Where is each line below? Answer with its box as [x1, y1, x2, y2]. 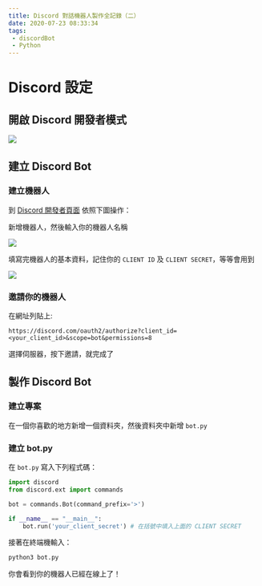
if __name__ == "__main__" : [8, 515, 103, 523]
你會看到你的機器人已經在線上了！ [8, 569, 121, 579]
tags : [8, 26, 26, 34]
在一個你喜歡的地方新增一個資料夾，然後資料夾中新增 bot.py [8, 420, 208, 430]
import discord [8, 479, 59, 487]
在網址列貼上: [8, 311, 54, 321]
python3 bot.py [8, 554, 59, 562]
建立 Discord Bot [8, 160, 92, 173]
